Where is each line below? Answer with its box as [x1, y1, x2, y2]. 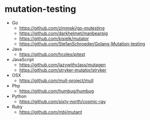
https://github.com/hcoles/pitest [19, 51, 85, 57]
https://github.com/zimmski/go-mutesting [19, 25, 105, 31]
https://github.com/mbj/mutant [19, 109, 82, 115]
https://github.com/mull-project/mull [19, 78, 94, 83]
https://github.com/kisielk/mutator [19, 36, 89, 41]
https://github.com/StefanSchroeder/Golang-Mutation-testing [19, 40, 146, 46]
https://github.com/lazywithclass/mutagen [19, 62, 106, 68]
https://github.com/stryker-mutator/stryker [19, 67, 107, 73]
